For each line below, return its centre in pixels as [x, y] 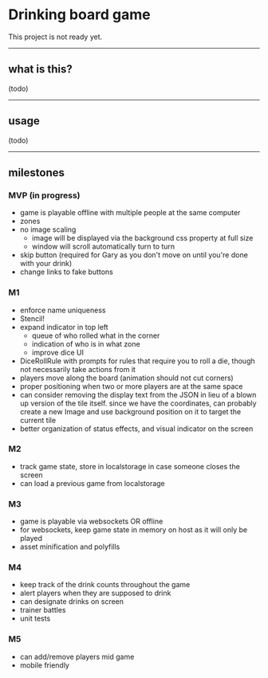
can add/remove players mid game [77, 656]
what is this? [41, 69]
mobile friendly [45, 665]
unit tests [35, 618]
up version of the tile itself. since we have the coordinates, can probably [138, 403]
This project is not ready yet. [55, 37]
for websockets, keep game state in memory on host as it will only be [134, 530]
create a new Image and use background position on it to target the [130, 411]
